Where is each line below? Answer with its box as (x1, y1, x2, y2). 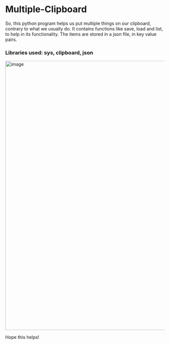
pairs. (5, 36, 17, 43)
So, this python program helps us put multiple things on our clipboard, (5, 20, 151, 26)
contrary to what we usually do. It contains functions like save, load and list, (5, 25, 163, 31)
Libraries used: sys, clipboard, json (5, 49, 94, 56)
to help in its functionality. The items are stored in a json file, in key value (5, 31, 157, 37)
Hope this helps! (5, 334, 39, 340)
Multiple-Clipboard (5, 4, 87, 15)
